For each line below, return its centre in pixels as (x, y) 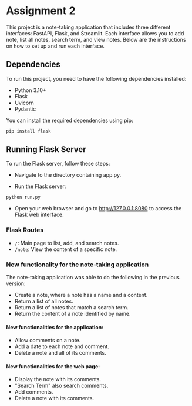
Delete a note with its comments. (54, 398)
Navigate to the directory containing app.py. (68, 175)
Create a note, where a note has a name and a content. (81, 295)
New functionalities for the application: (55, 327)
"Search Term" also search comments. (61, 386)
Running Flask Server (46, 149)
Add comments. (34, 392)
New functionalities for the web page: (53, 366)
